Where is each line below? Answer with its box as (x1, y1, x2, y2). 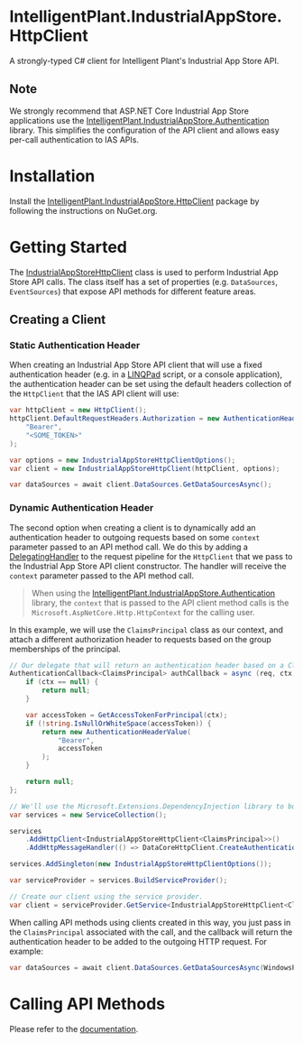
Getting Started (9, 236, 128, 257)
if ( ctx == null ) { (25, 678, 99, 687)
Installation (9, 165, 96, 186)
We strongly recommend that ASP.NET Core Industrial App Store (9, 106, 250, 116)
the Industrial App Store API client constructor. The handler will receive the (9, 560, 287, 571)
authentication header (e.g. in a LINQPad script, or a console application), (9, 369, 282, 380)
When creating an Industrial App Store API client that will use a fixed (9, 359, 263, 371)
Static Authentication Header (9, 338, 141, 351)
